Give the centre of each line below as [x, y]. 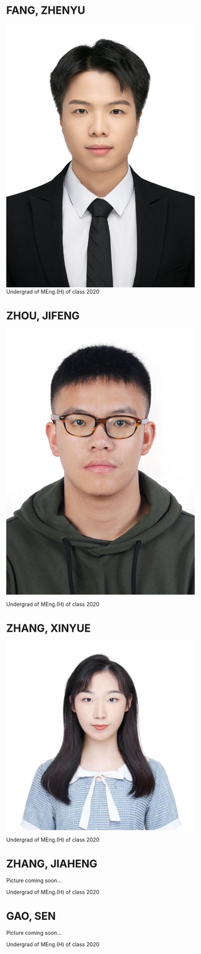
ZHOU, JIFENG [43, 316]
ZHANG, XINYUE [48, 628]
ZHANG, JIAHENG [52, 864]
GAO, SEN [31, 916]
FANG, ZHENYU [46, 10]
